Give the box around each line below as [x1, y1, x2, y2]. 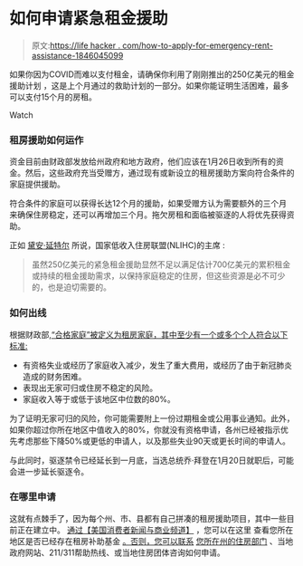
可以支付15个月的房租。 [9, 91, 97, 102]
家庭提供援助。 [9, 178, 65, 190]
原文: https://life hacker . [31, 40, 120, 51]
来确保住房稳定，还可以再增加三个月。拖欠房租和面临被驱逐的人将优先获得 [9, 209, 287, 220]
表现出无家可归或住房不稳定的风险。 [22, 382, 158, 393]
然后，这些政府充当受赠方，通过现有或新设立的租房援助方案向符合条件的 [24, 168, 295, 178]
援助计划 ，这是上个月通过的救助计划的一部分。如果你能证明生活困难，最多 [9, 80, 289, 91]
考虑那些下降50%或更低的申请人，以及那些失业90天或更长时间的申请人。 [16, 436, 291, 446]
